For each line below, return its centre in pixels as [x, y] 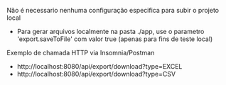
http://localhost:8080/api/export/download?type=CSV [96, 74]
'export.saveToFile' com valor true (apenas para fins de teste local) [115, 39]
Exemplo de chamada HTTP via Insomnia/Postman [81, 53]
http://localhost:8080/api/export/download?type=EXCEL [99, 66]
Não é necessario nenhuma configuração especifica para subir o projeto [113, 10]
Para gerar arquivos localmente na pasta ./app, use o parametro [111, 32]
